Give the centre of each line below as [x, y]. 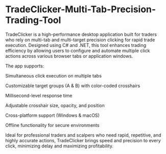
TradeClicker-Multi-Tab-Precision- [81, 9]
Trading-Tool [33, 20]
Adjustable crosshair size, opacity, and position [55, 105]
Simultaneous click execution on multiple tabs [54, 75]
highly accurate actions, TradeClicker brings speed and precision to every [83, 140]
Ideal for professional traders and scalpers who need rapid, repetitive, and [84, 135]
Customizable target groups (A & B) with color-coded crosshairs [73, 86]
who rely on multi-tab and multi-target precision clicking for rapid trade [80, 40]
